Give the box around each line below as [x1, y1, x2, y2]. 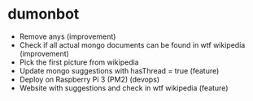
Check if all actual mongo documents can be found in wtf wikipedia [19, 40, 246, 49]
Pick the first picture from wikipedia [19, 57, 139, 67]
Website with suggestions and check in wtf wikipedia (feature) [19, 82, 229, 93]
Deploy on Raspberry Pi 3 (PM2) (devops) [19, 74, 160, 84]
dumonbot [7, 5, 80, 23]
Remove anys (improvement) [19, 32, 116, 41]
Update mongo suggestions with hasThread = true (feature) [19, 65, 220, 75]
